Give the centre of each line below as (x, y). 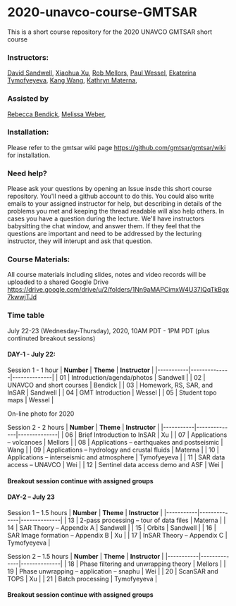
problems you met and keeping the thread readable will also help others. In (116, 211)
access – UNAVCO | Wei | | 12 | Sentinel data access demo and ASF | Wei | (115, 464)
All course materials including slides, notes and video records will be (107, 275)
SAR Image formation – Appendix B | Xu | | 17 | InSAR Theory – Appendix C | (117, 535)
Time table (26, 316)
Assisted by (28, 99)
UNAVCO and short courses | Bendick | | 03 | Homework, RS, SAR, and (110, 385)
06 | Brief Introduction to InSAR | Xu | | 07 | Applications (146, 435)
